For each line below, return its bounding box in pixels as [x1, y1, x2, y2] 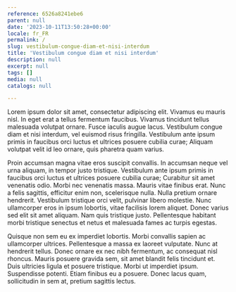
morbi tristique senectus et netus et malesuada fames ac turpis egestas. [7, 219, 217, 227]
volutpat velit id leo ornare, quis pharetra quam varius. [7, 145, 164, 153]
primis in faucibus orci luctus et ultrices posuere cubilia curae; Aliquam [7, 138, 213, 146]
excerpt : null [7, 63, 49, 70]
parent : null [7, 17, 46, 24]
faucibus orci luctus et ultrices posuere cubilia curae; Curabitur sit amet [7, 174, 216, 182]
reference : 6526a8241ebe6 [7, 10, 83, 18]
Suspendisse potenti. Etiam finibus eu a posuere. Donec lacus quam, [7, 269, 207, 278]
